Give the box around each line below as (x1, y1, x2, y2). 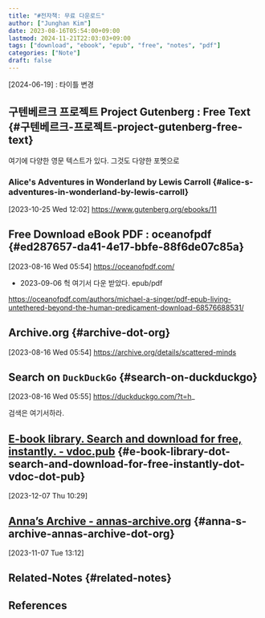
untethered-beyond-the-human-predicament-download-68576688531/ (8, 303, 245, 312)
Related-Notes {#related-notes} (8, 571, 173, 585)
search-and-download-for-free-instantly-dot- (8, 457, 245, 470)
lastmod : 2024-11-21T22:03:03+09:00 (8, 34, 131, 43)
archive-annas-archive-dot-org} (8, 527, 175, 540)
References (8, 599, 67, 612)
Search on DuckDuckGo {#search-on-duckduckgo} (8, 371, 259, 384)
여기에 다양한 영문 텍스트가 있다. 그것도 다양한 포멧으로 (8, 156, 180, 165)
